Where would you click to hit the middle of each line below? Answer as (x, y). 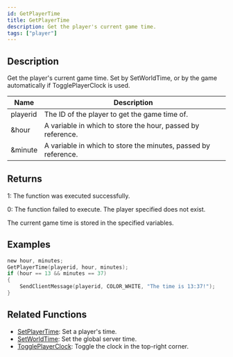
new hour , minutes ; (35, 261)
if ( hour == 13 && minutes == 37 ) (57, 273)
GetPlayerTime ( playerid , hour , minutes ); (68, 267)
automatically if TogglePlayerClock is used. (69, 86)
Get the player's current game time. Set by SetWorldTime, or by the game (112, 78)
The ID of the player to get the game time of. (116, 114)
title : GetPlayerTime (38, 20)
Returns (25, 179)
